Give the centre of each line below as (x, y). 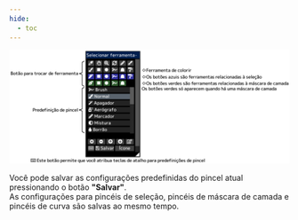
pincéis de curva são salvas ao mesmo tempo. (94, 206)
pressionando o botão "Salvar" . (68, 187)
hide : (19, 19)
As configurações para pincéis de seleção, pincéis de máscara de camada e (149, 197)
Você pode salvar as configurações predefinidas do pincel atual (126, 178)
